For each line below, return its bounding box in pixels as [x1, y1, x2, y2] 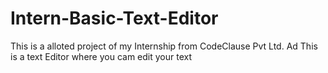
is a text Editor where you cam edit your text [10, 50, 193, 62]
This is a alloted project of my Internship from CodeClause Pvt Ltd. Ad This [10, 40, 318, 52]
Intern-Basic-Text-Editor [10, 7, 219, 30]
